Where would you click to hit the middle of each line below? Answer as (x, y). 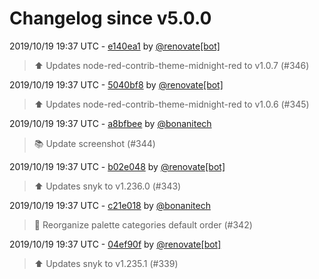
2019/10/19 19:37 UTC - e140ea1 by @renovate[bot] (115, 46)
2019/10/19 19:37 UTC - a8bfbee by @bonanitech (110, 123)
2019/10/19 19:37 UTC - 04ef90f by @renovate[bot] (115, 244)
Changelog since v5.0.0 (110, 18)
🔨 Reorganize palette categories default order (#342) (143, 224)
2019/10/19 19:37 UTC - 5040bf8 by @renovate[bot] (116, 84)
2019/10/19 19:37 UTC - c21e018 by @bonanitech (110, 205)
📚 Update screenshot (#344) (94, 143)
